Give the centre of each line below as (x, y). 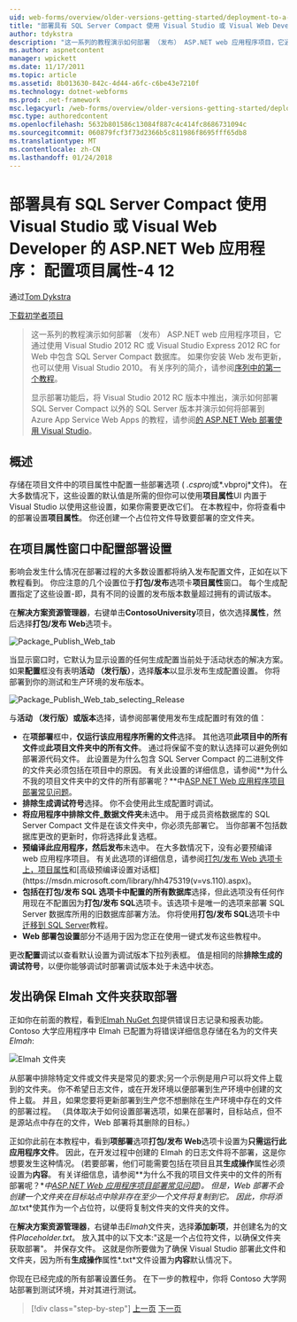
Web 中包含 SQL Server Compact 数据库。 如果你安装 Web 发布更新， (158, 356)
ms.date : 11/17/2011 (47, 67)
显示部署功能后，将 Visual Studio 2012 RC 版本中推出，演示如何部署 (154, 398)
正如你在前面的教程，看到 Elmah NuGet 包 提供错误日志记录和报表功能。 (139, 1020)
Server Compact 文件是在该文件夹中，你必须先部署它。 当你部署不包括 (151, 825)
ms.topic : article (43, 75)
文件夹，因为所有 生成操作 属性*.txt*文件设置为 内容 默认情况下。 (123, 1259)
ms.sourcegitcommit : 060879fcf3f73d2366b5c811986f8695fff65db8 (128, 133)
